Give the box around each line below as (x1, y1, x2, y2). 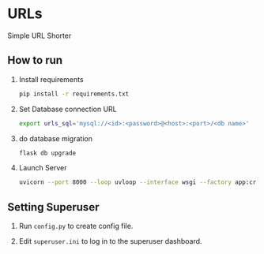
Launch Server (18, 163, 67, 173)
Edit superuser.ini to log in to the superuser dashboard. (18, 237, 202, 246)
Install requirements (18, 74, 84, 84)
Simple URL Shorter (7, 31, 72, 40)
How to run (7, 54, 63, 67)
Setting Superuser (7, 200, 100, 214)
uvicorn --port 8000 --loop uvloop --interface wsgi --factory (18, 178, 232, 186)
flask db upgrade (18, 149, 77, 157)
